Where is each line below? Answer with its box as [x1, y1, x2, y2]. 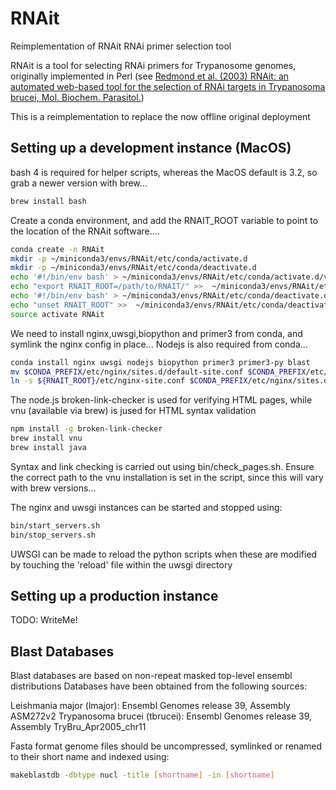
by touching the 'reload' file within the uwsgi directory [10, 558, 233, 571]
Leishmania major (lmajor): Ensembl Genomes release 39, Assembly [10, 700, 291, 712]
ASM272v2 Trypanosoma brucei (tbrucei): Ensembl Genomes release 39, [10, 710, 313, 722]
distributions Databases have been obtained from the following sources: [10, 680, 308, 692]
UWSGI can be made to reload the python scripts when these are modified [10, 548, 318, 560]
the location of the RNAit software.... [10, 225, 160, 237]
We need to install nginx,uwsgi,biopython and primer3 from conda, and [10, 327, 303, 339]
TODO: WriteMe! [10, 614, 78, 626]
